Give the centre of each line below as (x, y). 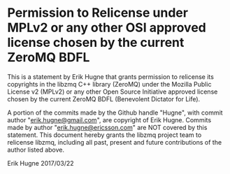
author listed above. (36, 150)
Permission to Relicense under (98, 13)
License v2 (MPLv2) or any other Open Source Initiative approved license (113, 92)
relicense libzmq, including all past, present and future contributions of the (115, 142)
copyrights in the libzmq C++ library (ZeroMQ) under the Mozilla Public (109, 84)
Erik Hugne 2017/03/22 (41, 163)
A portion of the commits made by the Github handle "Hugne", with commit (115, 113)
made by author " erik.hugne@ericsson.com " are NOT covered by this (107, 127)
